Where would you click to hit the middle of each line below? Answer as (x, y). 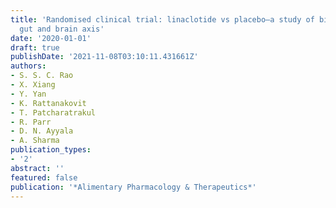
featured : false (44, 177)
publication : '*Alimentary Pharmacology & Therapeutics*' (133, 187)
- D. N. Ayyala (42, 131)
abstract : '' (37, 168)
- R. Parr (31, 122)
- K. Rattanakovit (48, 103)
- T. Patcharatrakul (53, 112)
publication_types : (51, 150)
